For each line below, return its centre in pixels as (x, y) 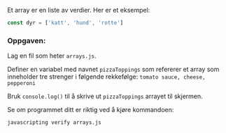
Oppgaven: (27, 40)
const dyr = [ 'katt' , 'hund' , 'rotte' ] (65, 23)
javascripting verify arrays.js (54, 123)
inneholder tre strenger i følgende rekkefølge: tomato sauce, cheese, (106, 77)
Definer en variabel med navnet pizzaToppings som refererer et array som (113, 70)
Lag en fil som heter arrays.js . (52, 56)
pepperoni (22, 84)
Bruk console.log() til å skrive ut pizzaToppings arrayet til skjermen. (105, 96)
